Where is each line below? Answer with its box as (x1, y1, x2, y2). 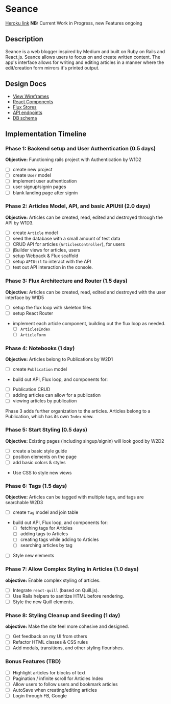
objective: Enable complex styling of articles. (5, 577, 101, 583)
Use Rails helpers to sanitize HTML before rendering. (12, 593, 124, 599)
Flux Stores (12, 104, 37, 110)
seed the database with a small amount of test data (12, 235, 121, 241)
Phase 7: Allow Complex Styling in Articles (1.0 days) (5, 565, 139, 573)
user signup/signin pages (12, 184, 66, 190)
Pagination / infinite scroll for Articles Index (12, 675, 104, 682)
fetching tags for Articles (20, 525, 73, 531)
